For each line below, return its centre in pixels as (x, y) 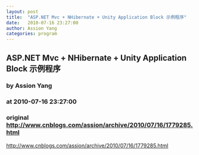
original (18, 118)
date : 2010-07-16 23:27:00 (42, 23)
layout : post (22, 12)
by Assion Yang (29, 86)
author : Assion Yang (32, 28)
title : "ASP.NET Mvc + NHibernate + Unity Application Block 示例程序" (97, 17)
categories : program (32, 34)
